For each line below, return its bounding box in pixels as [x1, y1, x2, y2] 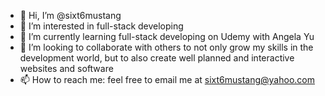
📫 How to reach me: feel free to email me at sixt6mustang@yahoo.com [19, 74, 315, 85]
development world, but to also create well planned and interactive [19, 52, 295, 64]
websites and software [19, 63, 114, 74]
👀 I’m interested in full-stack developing [19, 20, 184, 32]
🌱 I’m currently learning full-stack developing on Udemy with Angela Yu [19, 31, 315, 42]
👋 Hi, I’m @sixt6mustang [19, 10, 122, 21]
